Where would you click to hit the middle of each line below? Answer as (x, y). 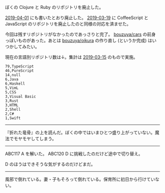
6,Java (12, 79)
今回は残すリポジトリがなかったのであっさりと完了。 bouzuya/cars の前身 (81, 34)
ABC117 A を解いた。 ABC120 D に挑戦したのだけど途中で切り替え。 (74, 154)
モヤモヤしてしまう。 (35, 139)
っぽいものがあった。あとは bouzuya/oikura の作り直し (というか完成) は (79, 40)
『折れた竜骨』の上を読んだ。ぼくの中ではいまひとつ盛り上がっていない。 (80, 132)
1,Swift (13, 118)
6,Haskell (15, 84)
